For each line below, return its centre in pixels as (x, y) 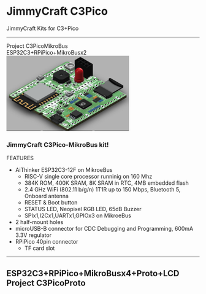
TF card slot (40, 248)
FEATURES (20, 158)
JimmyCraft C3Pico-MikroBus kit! (58, 144)
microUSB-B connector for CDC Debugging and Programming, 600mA (104, 229)
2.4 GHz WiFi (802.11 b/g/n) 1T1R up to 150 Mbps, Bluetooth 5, (102, 190)
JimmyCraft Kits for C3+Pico (43, 28)
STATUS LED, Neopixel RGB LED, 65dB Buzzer (83, 209)
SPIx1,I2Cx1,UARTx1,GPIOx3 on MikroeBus (78, 215)
